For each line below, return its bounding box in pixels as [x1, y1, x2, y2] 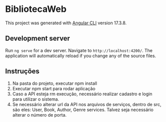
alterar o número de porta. [12, 112, 67, 118]
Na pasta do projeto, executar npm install [12, 80, 97, 86]
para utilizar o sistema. [12, 96, 59, 102]
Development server [5, 34, 70, 43]
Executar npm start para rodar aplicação [12, 85, 96, 91]
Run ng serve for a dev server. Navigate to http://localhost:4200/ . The [5, 47, 153, 53]
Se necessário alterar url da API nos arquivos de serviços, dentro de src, [12, 101, 162, 107]
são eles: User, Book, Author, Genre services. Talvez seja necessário [12, 107, 154, 113]
